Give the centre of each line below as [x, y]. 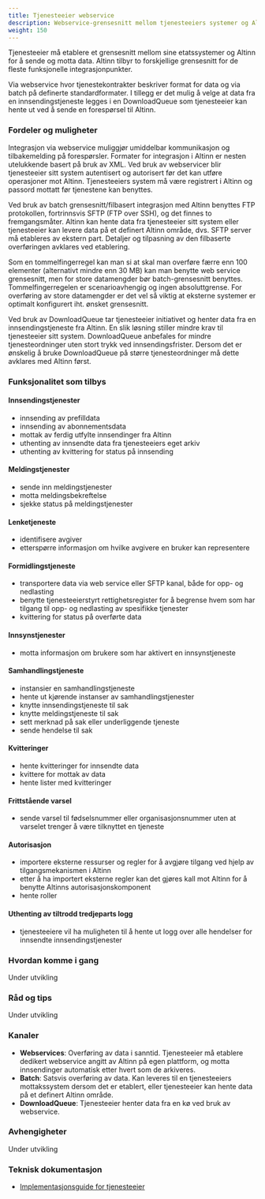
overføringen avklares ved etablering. [69, 246]
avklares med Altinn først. [50, 361]
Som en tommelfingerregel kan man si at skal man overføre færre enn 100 [128, 262]
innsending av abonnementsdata [73, 426]
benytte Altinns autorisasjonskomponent [85, 887]
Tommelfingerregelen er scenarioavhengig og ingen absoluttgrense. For [125, 287]
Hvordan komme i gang [54, 960]
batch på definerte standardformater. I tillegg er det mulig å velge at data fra [132, 93]
